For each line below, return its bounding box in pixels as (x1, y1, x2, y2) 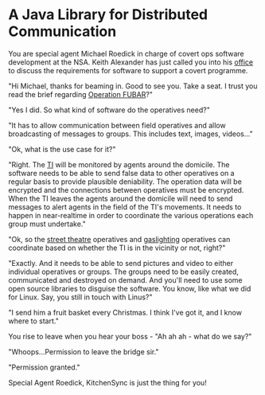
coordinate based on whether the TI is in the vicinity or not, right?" (8, 243, 226, 252)
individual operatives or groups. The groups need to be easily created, (8, 267, 239, 276)
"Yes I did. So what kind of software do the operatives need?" (8, 105, 211, 115)
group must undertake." (8, 219, 86, 229)
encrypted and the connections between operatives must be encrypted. (8, 185, 244, 194)
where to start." (8, 316, 60, 326)
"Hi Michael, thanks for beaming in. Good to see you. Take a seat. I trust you (8, 81, 258, 91)
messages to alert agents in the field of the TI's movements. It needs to (8, 201, 242, 212)
